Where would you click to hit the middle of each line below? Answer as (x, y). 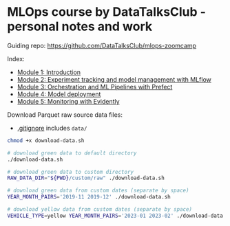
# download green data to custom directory (71, 172)
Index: (16, 58)
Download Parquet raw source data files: (65, 115)
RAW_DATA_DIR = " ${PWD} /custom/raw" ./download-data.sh (86, 178)
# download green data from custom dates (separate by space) (98, 191)
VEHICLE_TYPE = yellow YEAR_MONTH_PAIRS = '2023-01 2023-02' (91, 216)
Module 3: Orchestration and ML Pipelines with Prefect (95, 87)
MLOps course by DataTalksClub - (107, 12)
